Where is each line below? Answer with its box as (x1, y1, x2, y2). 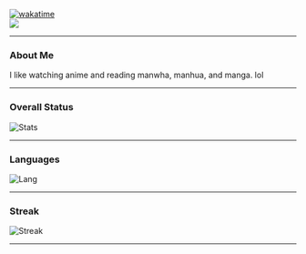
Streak (9, 205, 39, 218)
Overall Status (9, 101, 75, 114)
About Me (9, 48, 55, 61)
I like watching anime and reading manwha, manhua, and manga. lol (9, 69, 264, 81)
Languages (9, 153, 61, 166)
